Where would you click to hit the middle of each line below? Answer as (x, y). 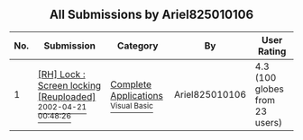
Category (138, 46)
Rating (272, 51)
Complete (131, 84)
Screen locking (69, 85)
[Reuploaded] (67, 96)
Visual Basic (132, 105)
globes (269, 89)
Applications (137, 95)
